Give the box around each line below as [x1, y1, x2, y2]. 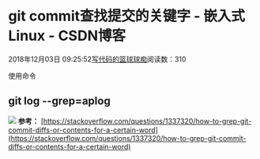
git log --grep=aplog [8, 94, 111, 108]
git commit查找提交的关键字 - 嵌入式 [8, 7, 246, 25]
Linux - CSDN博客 [8, 27, 126, 45]
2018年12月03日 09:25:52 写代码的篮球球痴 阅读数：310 [8, 54, 187, 64]
